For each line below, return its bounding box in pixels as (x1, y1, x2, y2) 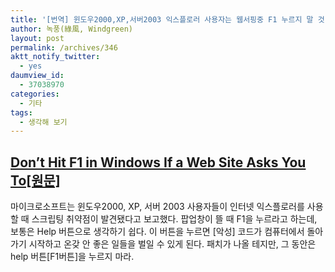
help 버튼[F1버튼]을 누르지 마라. (10, 251, 135, 263)
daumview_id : (10, 71, 65, 81)
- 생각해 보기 (19, 117, 68, 127)
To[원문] (10, 172, 61, 189)
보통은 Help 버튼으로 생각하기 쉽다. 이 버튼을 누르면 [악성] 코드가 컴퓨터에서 (10, 226, 305, 238)
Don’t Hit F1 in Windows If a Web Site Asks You (10, 154, 307, 171)
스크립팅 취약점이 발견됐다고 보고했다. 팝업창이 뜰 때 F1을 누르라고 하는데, (31, 213, 318, 225)
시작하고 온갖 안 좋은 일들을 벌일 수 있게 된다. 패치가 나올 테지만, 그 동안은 (28, 238, 317, 250)
